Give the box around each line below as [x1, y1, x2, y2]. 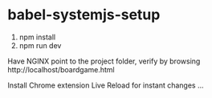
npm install [18, 32, 56, 42]
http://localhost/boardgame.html [7, 64, 115, 74]
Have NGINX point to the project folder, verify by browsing [7, 56, 201, 66]
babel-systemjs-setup [7, 6, 161, 24]
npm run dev [18, 40, 62, 50]
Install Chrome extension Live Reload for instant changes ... [7, 80, 204, 90]
